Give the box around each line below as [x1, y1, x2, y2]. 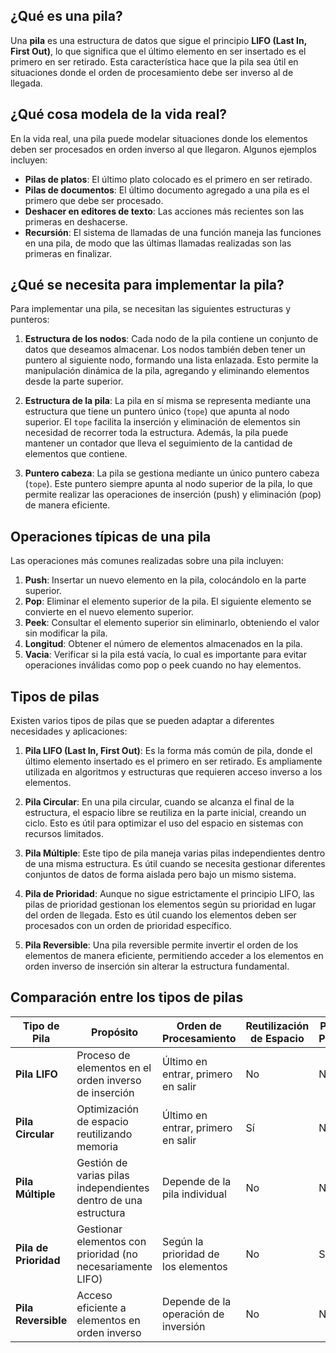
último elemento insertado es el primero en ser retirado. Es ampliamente [24, 755, 323, 768]
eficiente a [76, 1300, 127, 1314]
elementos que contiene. [24, 448, 128, 460]
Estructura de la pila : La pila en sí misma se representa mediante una [24, 395, 312, 407]
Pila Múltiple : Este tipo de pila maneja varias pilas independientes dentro [24, 847, 326, 859]
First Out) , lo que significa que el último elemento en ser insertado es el [10, 45, 307, 57]
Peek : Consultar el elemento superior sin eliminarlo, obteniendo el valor [24, 617, 320, 629]
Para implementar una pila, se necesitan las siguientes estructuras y [10, 303, 292, 315]
